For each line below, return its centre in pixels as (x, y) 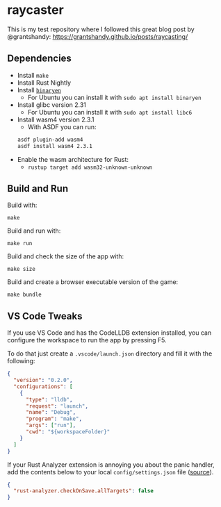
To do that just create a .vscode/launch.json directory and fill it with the (110, 354)
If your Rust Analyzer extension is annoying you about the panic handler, (111, 465)
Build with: (22, 205)
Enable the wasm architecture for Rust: (73, 159)
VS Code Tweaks (45, 316)
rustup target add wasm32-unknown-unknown (90, 167)
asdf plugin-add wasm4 (50, 140)
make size (22, 269)
